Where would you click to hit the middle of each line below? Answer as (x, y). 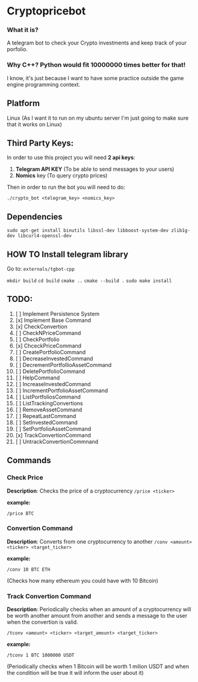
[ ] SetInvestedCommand (46, 422)
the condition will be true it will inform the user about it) (75, 673)
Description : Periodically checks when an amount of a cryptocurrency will (99, 609)
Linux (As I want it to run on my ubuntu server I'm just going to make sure (98, 118)
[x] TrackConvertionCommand (53, 435)
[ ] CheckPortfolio (37, 339)
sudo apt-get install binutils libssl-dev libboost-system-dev (88, 231)
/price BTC (20, 513)
